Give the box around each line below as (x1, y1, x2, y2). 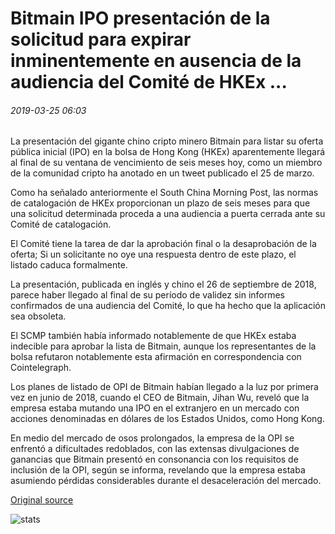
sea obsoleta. (10, 310, 67, 322)
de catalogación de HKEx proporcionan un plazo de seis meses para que (10, 197, 311, 209)
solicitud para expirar (10, 28, 192, 51)
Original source (10, 494, 74, 506)
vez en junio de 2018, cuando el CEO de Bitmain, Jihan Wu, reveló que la (10, 392, 310, 404)
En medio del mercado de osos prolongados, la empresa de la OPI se (10, 432, 295, 444)
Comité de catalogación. (10, 218, 112, 231)
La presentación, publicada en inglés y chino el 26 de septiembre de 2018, (10, 278, 317, 291)
